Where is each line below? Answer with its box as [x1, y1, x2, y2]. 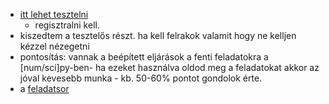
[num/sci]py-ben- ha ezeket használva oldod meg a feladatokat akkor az [19, 62, 320, 73]
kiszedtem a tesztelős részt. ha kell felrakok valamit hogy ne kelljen [19, 30, 297, 41]
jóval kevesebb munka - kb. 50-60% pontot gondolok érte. [19, 72, 263, 84]
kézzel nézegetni [19, 40, 90, 52]
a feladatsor [19, 83, 70, 94]
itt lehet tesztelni [19, 9, 89, 20]
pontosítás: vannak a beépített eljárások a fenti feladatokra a [19, 51, 269, 63]
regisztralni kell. [34, 19, 100, 31]
